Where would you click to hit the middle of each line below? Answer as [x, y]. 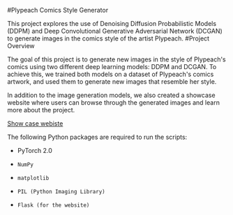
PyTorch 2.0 [35, 150]
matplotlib [33, 178]
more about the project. [41, 110]
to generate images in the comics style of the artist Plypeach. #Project [108, 38]
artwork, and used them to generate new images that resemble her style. [112, 82]
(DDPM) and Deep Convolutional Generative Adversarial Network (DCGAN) [115, 31]
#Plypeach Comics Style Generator [58, 10]
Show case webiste [35, 124]
